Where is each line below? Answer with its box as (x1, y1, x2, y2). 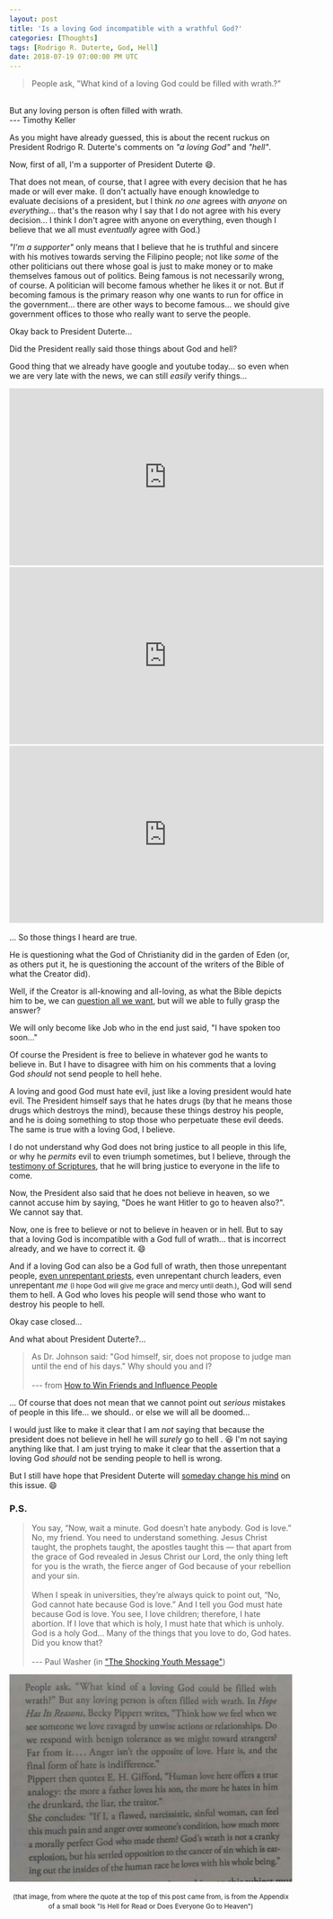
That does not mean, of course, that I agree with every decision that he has (9, 176, 287, 188)
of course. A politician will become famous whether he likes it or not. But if (9, 280, 285, 291)
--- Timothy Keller (9, 115, 76, 126)
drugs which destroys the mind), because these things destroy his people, (9, 1105, 285, 1116)
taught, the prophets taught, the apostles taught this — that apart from (31, 1542, 292, 1553)
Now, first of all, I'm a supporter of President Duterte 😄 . (9, 159, 216, 170)
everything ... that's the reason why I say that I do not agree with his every (9, 205, 281, 216)
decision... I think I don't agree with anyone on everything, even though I (9, 215, 276, 226)
